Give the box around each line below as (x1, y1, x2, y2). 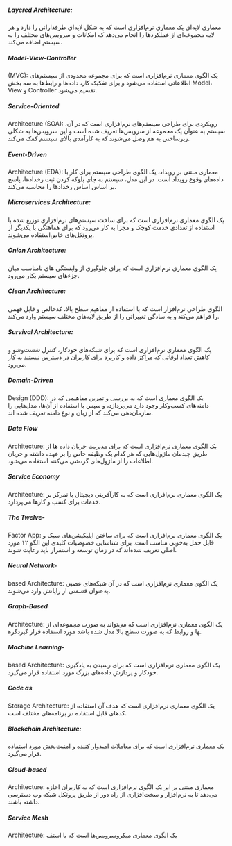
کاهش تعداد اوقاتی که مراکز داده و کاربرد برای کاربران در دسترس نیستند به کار (8, 353, 210, 361)
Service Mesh (8, 813, 49, 822)
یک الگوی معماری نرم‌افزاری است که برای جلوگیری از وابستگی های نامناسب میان (8, 264, 217, 272)
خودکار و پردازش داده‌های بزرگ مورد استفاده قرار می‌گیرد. (8, 667, 159, 677)
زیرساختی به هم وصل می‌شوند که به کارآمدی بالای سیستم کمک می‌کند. (8, 134, 190, 142)
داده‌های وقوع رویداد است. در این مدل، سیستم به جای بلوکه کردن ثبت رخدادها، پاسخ (8, 174, 224, 183)
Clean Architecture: (8, 287, 66, 295)
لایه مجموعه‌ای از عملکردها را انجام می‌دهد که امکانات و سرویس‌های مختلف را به (8, 30, 215, 38)
